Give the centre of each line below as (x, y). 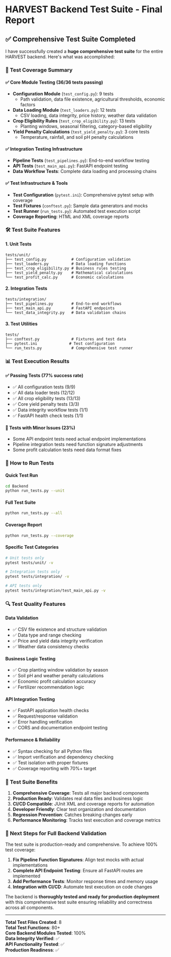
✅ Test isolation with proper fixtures (50, 763)
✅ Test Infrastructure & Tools (37, 183)
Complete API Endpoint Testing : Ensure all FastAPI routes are (78, 871)
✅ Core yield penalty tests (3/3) (46, 404)
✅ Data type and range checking (47, 635)
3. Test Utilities (22, 324)
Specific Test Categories (32, 547)
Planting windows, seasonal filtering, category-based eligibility (86, 127)
